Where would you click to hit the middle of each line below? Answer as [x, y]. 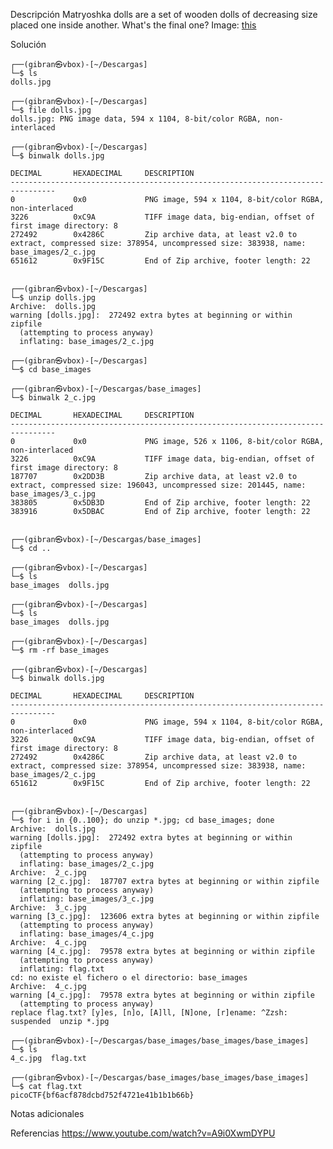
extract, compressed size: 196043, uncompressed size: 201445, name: [158, 485]
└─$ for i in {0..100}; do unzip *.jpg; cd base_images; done [142, 820]
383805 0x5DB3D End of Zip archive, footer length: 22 [160, 503]
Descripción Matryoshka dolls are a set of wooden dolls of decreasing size [164, 14]
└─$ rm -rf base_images [60, 650]
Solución [28, 44]
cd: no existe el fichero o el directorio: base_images [129, 978]
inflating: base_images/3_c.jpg [87, 899]
